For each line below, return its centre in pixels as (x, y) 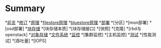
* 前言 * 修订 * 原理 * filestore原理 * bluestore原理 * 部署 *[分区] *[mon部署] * (78, 22)
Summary (25, 8)
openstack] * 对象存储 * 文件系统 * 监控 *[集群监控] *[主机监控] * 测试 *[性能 (79, 34)
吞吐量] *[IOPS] (31, 40)
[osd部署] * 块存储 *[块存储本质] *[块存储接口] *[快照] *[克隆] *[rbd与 (73, 28)
